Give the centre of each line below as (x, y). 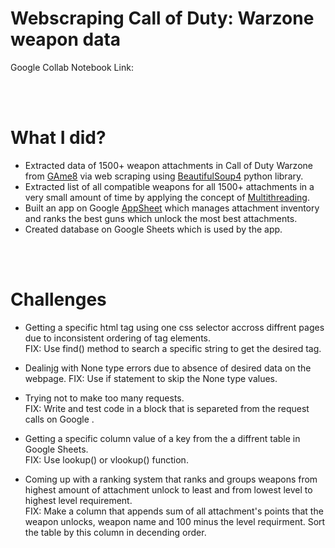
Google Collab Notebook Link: (72, 67)
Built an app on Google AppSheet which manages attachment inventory (172, 208)
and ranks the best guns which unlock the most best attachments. (161, 218)
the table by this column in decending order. (115, 532)
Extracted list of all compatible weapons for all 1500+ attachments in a (169, 186)
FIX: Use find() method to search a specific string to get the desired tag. (173, 348)
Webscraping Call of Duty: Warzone (162, 18)
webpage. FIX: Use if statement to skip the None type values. (151, 378)
